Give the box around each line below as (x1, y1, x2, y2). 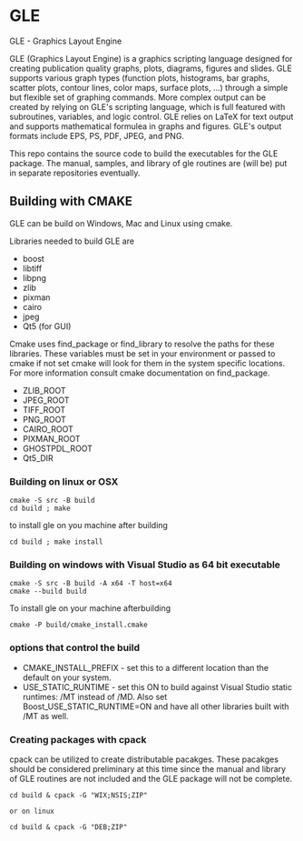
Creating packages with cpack (9, 733, 147, 746)
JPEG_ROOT (22, 395, 70, 405)
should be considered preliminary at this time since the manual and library (9, 763, 287, 774)
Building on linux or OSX (9, 475, 119, 487)
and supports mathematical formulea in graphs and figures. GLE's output (9, 120, 282, 132)
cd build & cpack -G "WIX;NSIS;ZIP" (9, 790, 148, 800)
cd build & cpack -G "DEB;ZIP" (9, 822, 128, 832)
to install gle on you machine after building (9, 520, 168, 531)
